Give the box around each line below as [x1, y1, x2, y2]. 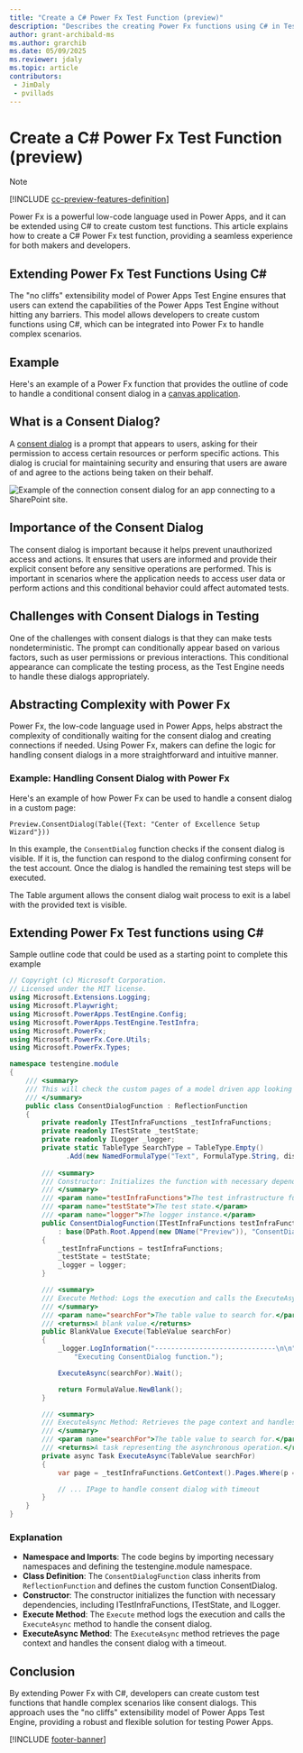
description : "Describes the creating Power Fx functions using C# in [9, 22, 280, 31]
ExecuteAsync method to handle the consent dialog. [22, 1619, 213, 1629]
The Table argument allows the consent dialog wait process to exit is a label [9, 889, 291, 900]
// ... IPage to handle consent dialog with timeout [57, 1484, 260, 1493]
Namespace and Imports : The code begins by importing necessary [22, 1552, 274, 1563]
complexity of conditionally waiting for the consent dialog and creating [9, 730, 272, 741]
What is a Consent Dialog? [9, 414, 161, 429]
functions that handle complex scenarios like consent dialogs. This [9, 1697, 257, 1709]
